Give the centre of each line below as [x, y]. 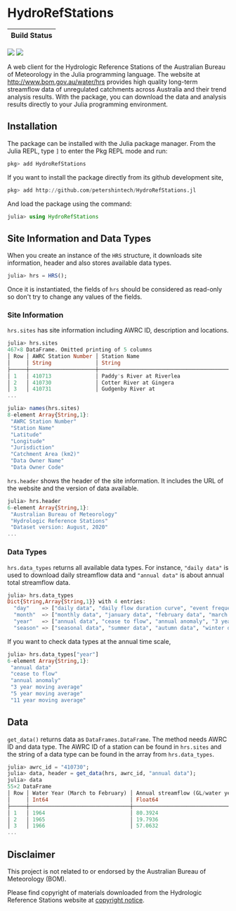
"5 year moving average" [46, 694]
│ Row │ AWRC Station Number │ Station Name [73, 357]
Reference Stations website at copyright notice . [76, 900]
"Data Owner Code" [37, 467]
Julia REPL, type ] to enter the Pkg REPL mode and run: [87, 151]
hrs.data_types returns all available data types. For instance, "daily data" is [118, 567]
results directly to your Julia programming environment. [88, 104]
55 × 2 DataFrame [29, 787]
